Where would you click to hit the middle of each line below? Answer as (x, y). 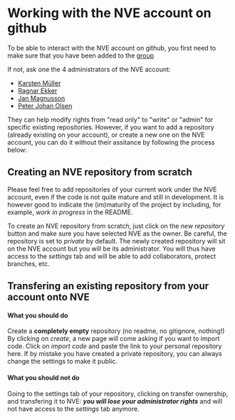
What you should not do (43, 377)
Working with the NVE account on (109, 13)
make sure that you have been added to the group (81, 56)
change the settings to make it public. (62, 362)
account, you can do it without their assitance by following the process (111, 142)
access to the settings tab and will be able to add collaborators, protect (112, 256)
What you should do (38, 315)
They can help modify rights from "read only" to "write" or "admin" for (110, 120)
